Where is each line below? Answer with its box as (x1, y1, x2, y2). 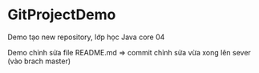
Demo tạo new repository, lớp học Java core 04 (7, 32, 165, 42)
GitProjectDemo (7, 6, 116, 24)
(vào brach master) (7, 56, 71, 66)
